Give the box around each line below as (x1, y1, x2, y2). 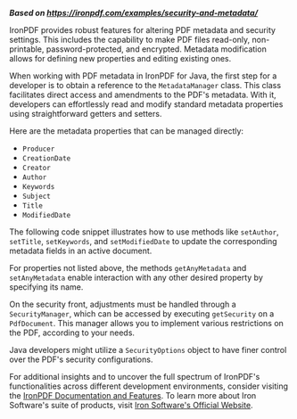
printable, (9, 44, 45, 54)
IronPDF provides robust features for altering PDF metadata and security (9, 25, 276, 35)
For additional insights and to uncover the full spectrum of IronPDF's (9, 372, 260, 382)
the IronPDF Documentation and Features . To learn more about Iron (9, 390, 257, 400)
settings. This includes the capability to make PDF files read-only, (9, 35, 251, 45)
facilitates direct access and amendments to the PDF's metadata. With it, (9, 89, 276, 100)
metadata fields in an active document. (9, 245, 153, 256)
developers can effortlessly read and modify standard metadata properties (9, 99, 284, 110)
